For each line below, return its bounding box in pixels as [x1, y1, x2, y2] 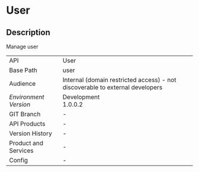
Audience [9, 80, 36, 87]
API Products [9, 120, 46, 128]
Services [9, 146, 34, 155]
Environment [9, 93, 44, 101]
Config [9, 156, 28, 164]
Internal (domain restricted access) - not [62, 76, 176, 84]
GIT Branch [9, 110, 41, 118]
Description [6, 27, 50, 37]
